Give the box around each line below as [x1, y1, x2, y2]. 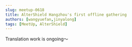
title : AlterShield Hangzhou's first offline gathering [5, 12, 127, 17]
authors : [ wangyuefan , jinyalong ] [5, 17, 77, 22]
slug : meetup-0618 [5, 7, 45, 13]
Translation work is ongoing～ [5, 36, 69, 42]
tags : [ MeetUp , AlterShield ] [5, 21, 68, 27]
